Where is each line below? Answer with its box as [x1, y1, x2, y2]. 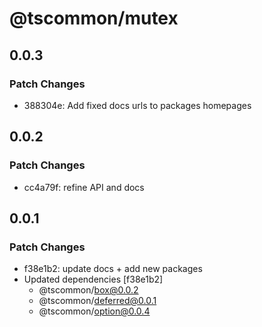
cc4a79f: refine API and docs [23, 181, 145, 193]
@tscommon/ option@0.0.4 [38, 305, 151, 317]
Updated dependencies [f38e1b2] [23, 273, 164, 286]
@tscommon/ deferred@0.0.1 [38, 295, 157, 307]
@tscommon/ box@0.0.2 [38, 284, 139, 296]
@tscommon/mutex [9, 7, 179, 30]
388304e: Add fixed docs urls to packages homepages [23, 99, 252, 111]
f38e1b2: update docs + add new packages [23, 263, 203, 275]
